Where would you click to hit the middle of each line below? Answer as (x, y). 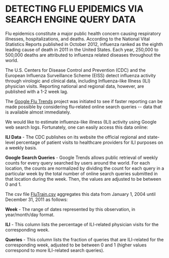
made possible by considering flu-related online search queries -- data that (83, 107)
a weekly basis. (21, 147)
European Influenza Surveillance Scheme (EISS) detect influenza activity (81, 75)
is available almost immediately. (38, 112)
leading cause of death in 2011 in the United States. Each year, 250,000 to (82, 49)
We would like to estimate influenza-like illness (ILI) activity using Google (81, 122)
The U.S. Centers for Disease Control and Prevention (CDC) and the (75, 70)
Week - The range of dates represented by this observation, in (70, 209)
